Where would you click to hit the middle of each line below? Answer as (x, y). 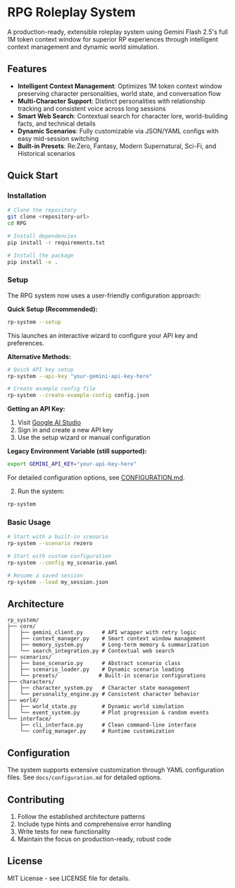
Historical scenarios (46, 153)
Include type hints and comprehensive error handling (94, 824)
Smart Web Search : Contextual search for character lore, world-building (122, 116)
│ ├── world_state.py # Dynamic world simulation (96, 707)
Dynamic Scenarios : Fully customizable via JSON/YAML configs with (118, 130)
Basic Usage (29, 522)
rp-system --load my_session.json (58, 582)
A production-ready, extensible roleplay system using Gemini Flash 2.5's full (118, 32)
